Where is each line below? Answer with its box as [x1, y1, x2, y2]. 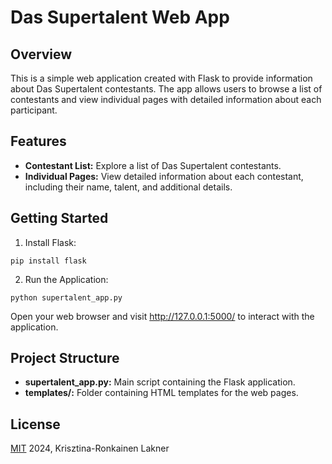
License [10, 416, 61, 433]
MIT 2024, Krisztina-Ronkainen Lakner [10, 442, 170, 455]
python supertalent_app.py [10, 292, 123, 303]
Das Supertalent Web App [10, 6, 230, 29]
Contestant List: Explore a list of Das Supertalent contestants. [24, 159, 282, 171]
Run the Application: [24, 273, 109, 285]
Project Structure [10, 350, 120, 367]
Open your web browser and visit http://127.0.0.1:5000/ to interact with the [10, 310, 315, 322]
